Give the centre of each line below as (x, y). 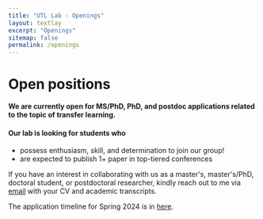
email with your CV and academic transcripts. (82, 191)
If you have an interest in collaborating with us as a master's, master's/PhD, (131, 175)
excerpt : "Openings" (42, 30)
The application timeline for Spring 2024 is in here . (91, 206)
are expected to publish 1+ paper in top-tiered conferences (116, 159)
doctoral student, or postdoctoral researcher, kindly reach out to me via (125, 182)
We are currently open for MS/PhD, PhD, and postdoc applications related (131, 106)
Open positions (59, 85)
